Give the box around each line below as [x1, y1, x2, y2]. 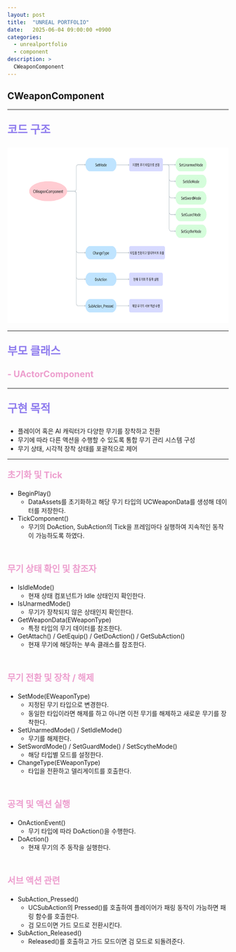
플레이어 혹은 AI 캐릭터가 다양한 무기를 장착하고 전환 [17, 426, 161, 435]
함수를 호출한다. [35, 912, 79, 920]
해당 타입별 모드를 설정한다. [27, 750, 103, 759]
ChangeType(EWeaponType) [17, 758, 100, 767]
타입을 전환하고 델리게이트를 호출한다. [27, 767, 132, 775]
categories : [7, 34, 42, 41]
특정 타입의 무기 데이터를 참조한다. [27, 624, 122, 632]
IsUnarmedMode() [17, 599, 71, 608]
